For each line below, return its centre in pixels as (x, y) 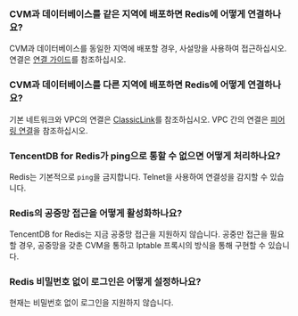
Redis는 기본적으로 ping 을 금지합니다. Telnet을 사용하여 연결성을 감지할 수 (139, 176)
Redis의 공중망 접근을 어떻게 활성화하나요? (96, 213)
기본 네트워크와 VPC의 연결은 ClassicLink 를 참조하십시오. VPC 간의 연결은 (139, 119)
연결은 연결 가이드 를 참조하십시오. (68, 60)
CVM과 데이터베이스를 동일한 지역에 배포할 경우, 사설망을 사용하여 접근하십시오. (148, 49)
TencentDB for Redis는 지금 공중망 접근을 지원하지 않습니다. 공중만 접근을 (139, 234)
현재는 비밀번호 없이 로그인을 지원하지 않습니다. (91, 303)
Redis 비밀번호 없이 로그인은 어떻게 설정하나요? (105, 282)
